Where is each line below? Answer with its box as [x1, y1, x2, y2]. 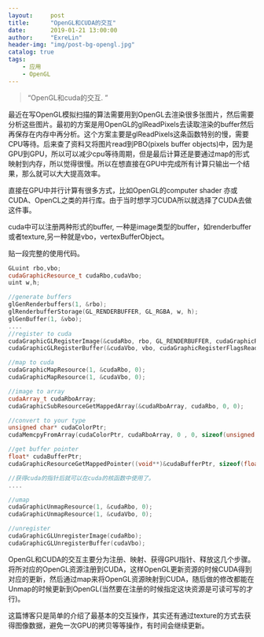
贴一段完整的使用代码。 [8, 248, 84, 258]
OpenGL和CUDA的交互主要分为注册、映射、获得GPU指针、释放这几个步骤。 [8, 554, 255, 564]
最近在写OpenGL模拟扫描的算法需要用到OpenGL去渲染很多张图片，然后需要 [8, 110, 255, 119]
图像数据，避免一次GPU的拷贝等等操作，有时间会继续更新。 [14, 620, 209, 630]
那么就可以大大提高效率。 [21, 169, 104, 178]
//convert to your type [8, 416, 86, 424]
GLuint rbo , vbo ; [8, 264, 61, 272]
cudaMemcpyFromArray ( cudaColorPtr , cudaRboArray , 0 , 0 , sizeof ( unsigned [8, 431, 255, 439]
